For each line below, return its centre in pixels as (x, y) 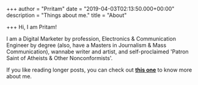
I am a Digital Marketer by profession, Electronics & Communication (91, 39)
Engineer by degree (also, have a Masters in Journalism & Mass (86, 45)
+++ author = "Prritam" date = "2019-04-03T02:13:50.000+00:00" (90, 9)
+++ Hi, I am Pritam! (31, 27)
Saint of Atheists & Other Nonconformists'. (60, 58)
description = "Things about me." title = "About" (67, 15)
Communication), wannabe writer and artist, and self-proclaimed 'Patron (97, 52)
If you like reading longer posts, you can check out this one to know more (99, 70)
